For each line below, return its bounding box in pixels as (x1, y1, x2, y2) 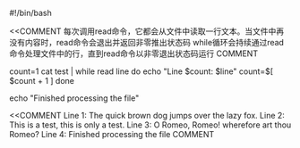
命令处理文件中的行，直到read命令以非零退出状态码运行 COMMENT (9, 48, 258, 59)
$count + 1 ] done (9, 76, 74, 86)
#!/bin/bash (9, 8, 52, 18)
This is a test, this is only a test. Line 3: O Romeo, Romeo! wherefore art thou (9, 119, 292, 130)
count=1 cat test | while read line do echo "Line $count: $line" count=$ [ (9, 66, 274, 77)
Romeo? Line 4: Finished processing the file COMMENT (9, 129, 215, 139)
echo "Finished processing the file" (9, 93, 140, 103)
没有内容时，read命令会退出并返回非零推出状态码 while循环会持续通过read (9, 37, 285, 47)
